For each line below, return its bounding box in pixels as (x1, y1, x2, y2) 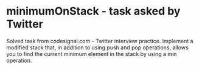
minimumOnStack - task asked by (6, 4, 181, 18)
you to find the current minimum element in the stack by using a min (6, 50, 177, 57)
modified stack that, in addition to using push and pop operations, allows (6, 44, 189, 51)
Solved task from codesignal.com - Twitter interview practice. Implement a (6, 37, 194, 44)
